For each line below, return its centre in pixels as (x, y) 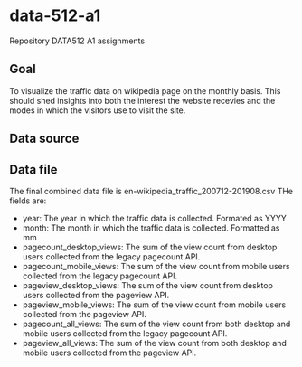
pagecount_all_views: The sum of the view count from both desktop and (156, 324)
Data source (44, 139)
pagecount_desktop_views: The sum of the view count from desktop (150, 247)
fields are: (28, 201)
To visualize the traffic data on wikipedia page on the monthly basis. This (145, 90)
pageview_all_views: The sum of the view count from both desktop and (154, 343)
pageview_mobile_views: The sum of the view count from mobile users (154, 305)
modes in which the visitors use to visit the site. (98, 110)
